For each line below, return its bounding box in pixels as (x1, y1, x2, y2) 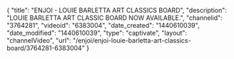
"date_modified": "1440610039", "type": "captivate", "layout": (6, 28, 187, 37)
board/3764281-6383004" (6, 44, 85, 52)
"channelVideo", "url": (6, 36, 72, 45)
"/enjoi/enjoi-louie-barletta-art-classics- (73, 36, 191, 45)
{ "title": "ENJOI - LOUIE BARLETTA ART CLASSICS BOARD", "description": (6, 6, 228, 14)
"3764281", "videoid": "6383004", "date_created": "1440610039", (6, 21, 200, 29)
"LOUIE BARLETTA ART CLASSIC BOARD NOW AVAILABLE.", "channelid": (6, 14, 223, 22)
